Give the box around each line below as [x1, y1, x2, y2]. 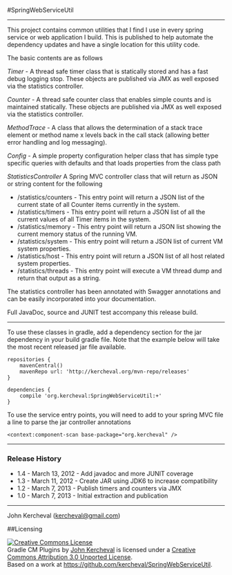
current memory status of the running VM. [17, 230, 138, 238]
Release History [7, 453, 62, 463]
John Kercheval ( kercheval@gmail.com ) [7, 511, 121, 520]
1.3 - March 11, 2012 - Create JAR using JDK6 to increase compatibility [17, 477, 218, 485]
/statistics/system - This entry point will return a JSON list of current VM [17, 237, 223, 245]
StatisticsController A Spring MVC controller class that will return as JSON [7, 172, 218, 181]
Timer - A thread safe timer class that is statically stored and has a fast [7, 67, 209, 75]
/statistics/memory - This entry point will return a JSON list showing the [17, 223, 222, 230]
